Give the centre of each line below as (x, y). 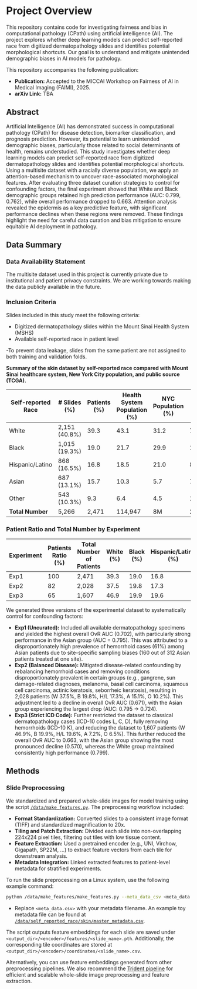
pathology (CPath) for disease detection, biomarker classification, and (91, 132)
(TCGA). (16, 380)
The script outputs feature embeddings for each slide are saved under (91, 932)
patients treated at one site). (49, 659)
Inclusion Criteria (31, 302)
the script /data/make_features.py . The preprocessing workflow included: (95, 807)
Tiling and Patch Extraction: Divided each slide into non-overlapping (98, 831)
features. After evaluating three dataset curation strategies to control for (93, 182)
